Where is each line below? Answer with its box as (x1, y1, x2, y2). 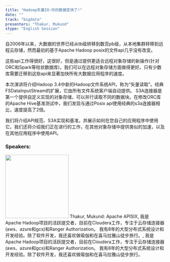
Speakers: (5, 143, 31, 150)
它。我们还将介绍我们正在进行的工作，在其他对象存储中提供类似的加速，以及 (5, 124, 165, 130)
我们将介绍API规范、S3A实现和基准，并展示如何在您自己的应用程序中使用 (5, 118, 158, 124)
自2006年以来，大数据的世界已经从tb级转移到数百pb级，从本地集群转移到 (5, 41, 159, 47)
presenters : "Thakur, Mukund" (5, 21, 69, 27)
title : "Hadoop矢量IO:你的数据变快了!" (5, 7, 82, 13)
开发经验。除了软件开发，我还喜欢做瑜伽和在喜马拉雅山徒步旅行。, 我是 (5, 233, 154, 239)
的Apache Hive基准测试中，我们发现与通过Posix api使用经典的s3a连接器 (5, 100, 156, 106)
